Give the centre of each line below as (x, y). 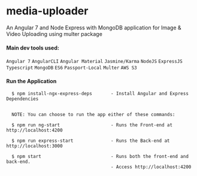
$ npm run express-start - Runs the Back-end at (91, 141)
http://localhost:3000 (34, 146)
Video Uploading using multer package (54, 34)
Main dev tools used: (33, 48)
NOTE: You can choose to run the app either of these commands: (93, 115)
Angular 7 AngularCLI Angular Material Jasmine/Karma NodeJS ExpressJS (94, 62)
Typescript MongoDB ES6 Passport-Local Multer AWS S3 (72, 68)
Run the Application (31, 81)
